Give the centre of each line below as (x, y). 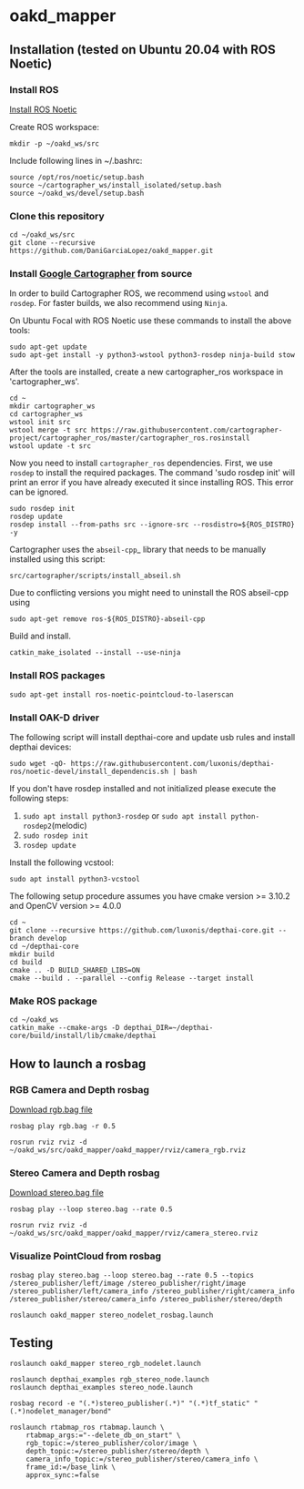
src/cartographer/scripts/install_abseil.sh (95, 576)
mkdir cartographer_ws (52, 406)
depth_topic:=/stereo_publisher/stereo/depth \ (117, 1452)
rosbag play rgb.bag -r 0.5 (63, 1127)
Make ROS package (54, 1001)
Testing (31, 1343)
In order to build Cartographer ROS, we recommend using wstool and (139, 293)
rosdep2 (37, 826)
